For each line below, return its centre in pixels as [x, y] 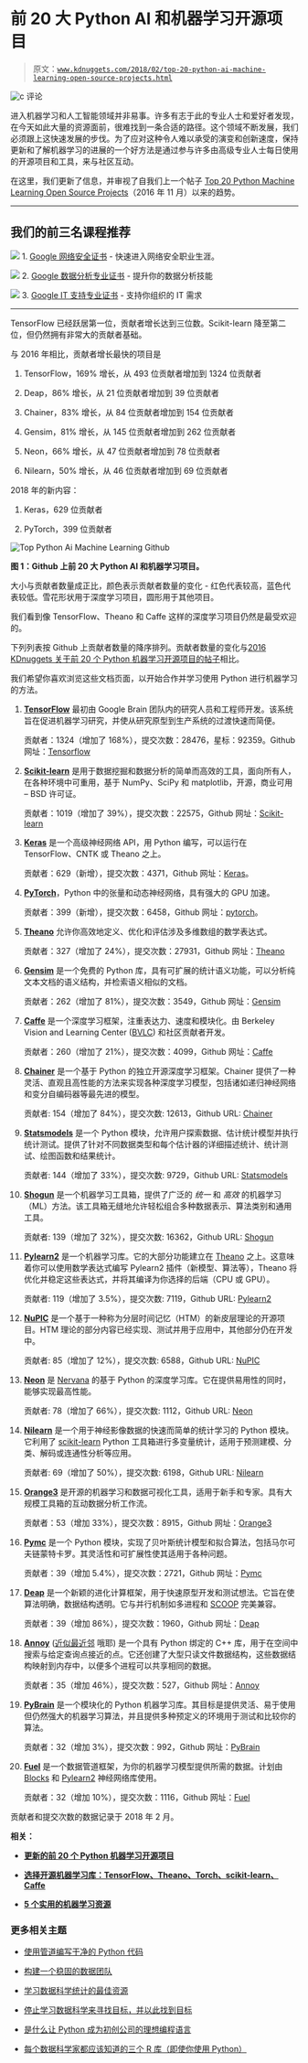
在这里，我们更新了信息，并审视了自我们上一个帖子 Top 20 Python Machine [153, 180]
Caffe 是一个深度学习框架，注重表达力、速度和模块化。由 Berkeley [149, 1020]
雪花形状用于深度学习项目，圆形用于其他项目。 [130, 596]
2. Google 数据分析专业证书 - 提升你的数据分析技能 [117, 275]
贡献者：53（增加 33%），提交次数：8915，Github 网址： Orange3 [148, 1522]
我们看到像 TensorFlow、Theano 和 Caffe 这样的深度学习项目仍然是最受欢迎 [154, 616]
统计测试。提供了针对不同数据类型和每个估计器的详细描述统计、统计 [152, 1144]
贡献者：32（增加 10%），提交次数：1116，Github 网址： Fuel [137, 1797]
